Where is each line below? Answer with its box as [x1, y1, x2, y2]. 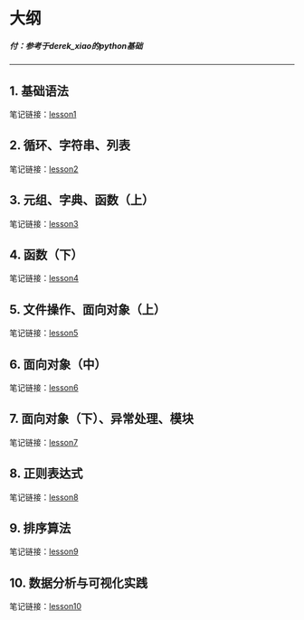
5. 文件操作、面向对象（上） [9, 302, 166, 317]
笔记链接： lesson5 [9, 327, 79, 339]
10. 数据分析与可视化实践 [9, 575, 147, 590]
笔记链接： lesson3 [9, 218, 79, 229]
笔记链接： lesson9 [9, 546, 79, 557]
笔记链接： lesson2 [9, 164, 79, 174]
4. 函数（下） [9, 247, 83, 262]
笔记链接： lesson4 [9, 273, 80, 284]
